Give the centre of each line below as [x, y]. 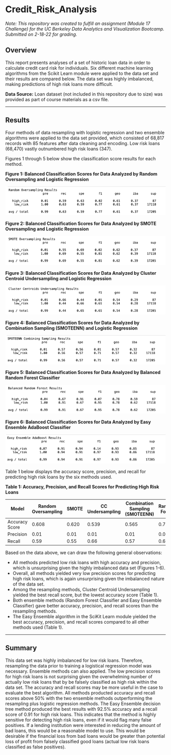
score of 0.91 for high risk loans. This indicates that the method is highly [81, 714]
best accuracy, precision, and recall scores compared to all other [81, 622]
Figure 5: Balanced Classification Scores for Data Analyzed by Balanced [83, 372]
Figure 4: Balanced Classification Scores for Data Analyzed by [73, 323]
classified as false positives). [36, 747]
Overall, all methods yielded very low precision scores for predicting [84, 573]
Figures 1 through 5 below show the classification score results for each [81, 158]
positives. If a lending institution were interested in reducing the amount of [83, 725]
